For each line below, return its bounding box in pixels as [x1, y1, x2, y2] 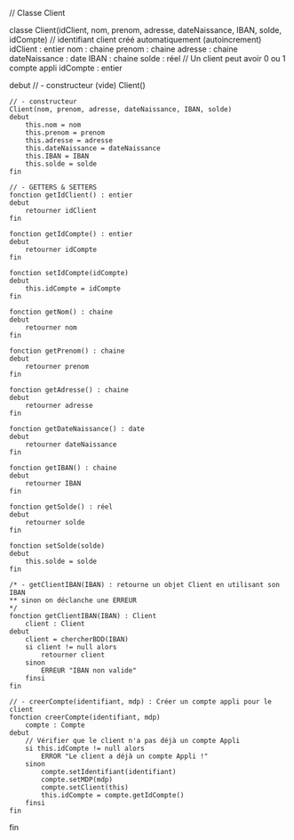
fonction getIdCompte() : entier [9, 230, 133, 239]
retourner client [41, 650, 105, 659]
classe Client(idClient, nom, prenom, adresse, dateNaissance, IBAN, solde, [9, 25, 282, 35]
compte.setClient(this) [41, 783, 129, 792]
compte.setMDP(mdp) [41, 775, 114, 784]
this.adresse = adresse [25, 136, 114, 145]
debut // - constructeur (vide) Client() [9, 80, 146, 90]
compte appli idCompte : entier [9, 62, 123, 73]
